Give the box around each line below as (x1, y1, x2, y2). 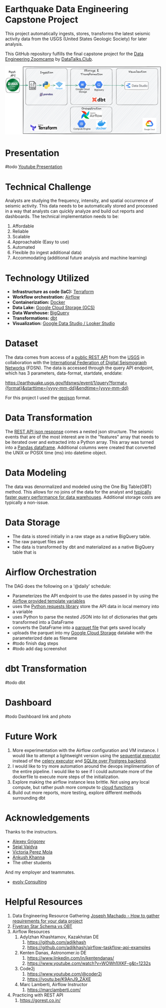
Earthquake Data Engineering (5, 3, 129, 15)
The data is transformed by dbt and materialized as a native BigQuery (12, 544, 155, 550)
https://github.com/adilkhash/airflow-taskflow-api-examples (27, 944, 151, 950)
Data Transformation (5, 412, 93, 423)
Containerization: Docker (12, 300, 65, 305)
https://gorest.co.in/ (19, 997, 61, 1003)
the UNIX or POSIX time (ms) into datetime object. (5, 450, 107, 456)
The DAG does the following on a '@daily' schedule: (5, 583, 111, 589)
